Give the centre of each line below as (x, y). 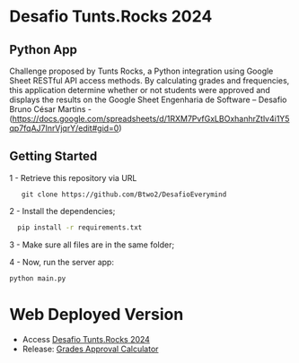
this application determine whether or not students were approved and (140, 90)
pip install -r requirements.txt (80, 227)
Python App (44, 50)
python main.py (38, 278)
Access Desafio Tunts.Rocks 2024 (86, 339)
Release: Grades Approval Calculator (90, 349)
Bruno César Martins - (51, 109)
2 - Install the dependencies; (62, 211)
